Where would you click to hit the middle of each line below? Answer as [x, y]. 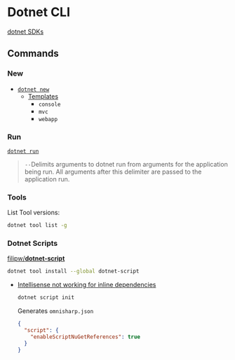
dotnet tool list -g [38, 226]
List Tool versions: [34, 213]
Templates [43, 96]
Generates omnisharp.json [55, 311]
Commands [33, 54]
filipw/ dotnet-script [36, 258]
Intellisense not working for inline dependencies [87, 285]
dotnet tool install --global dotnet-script [73, 271]
